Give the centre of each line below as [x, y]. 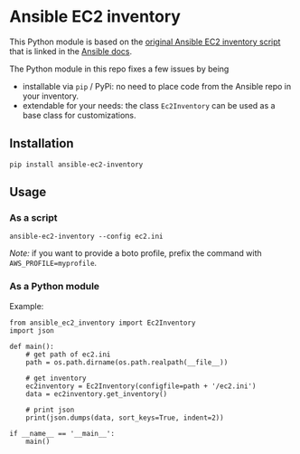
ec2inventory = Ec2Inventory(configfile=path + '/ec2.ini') [141, 386]
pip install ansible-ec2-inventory [76, 165]
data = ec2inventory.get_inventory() [97, 394]
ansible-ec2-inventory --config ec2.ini [87, 237]
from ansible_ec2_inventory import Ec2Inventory [103, 323]
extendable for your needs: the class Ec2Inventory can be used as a [149, 105]
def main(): [32, 346]
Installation [42, 143]
